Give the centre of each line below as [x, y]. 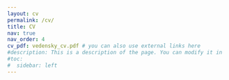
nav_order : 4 [26, 40]
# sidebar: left [32, 65]
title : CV [22, 26]
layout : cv [23, 14]
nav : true [22, 33]
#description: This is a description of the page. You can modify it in [115, 53]
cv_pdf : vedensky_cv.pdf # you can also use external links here [104, 46]
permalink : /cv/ [31, 20]
